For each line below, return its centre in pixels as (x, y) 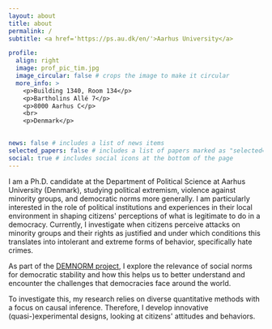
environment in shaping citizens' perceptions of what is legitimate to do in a (134, 216)
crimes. (21, 250)
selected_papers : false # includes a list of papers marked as (117, 151)
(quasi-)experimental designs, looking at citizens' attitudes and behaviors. (132, 316)
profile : (23, 53)
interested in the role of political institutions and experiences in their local (130, 207)
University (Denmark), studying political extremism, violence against (122, 190)
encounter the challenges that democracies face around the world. (120, 283)
